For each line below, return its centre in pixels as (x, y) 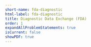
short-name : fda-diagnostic (34, 10)
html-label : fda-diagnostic (34, 14)
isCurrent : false (23, 32)
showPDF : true (20, 37)
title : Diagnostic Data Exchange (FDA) (46, 19)
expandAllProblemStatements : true (41, 28)
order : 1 (14, 23)
